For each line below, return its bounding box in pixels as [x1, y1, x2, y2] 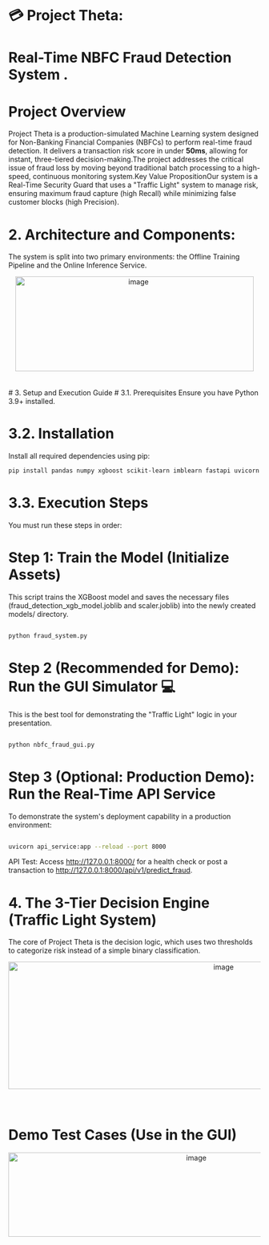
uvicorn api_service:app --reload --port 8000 [8, 843, 167, 851]
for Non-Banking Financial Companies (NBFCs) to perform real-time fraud [8, 137, 252, 147]
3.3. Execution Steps [8, 494, 149, 512]
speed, [8, 172, 31, 182]
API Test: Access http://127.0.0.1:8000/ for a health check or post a [8, 857, 228, 867]
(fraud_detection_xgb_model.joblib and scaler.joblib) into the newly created [8, 600, 256, 610]
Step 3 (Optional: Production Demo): [8, 768, 255, 786]
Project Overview [8, 102, 126, 120]
